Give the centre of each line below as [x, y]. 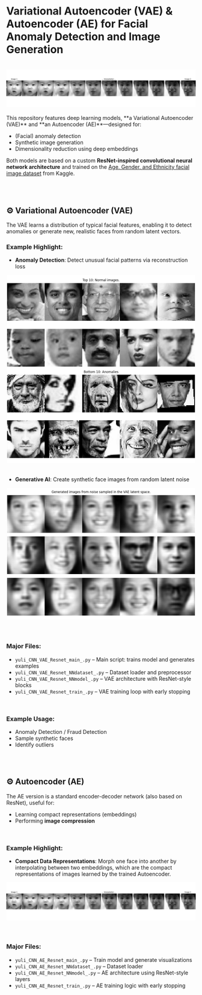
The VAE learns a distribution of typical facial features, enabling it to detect [99, 225]
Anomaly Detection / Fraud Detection [61, 732]
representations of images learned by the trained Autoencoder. [93, 874]
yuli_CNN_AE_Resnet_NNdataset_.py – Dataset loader [79, 966]
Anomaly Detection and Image [83, 37]
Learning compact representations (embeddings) [76, 814]
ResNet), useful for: [30, 803]
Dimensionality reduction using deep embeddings [76, 149]
